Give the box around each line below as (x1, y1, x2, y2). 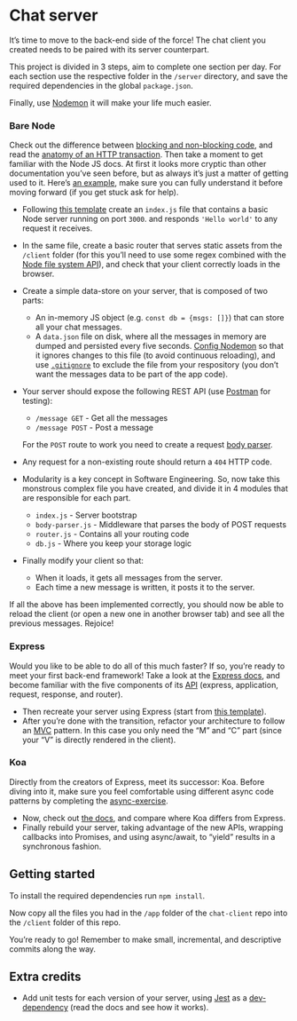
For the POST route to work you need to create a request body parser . (21, 439, 273, 450)
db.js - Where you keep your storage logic (35, 538, 192, 549)
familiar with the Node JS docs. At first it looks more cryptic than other (9, 159, 267, 170)
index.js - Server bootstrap (35, 510, 137, 520)
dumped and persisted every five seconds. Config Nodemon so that (35, 341, 284, 352)
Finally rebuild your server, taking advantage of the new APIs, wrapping (21, 822, 284, 833)
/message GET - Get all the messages (35, 413, 168, 423)
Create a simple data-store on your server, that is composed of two (21, 286, 269, 297)
